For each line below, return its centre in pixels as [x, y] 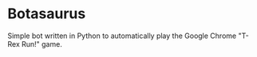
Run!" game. [42, 44]
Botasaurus [47, 14]
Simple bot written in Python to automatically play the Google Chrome [122, 36]
